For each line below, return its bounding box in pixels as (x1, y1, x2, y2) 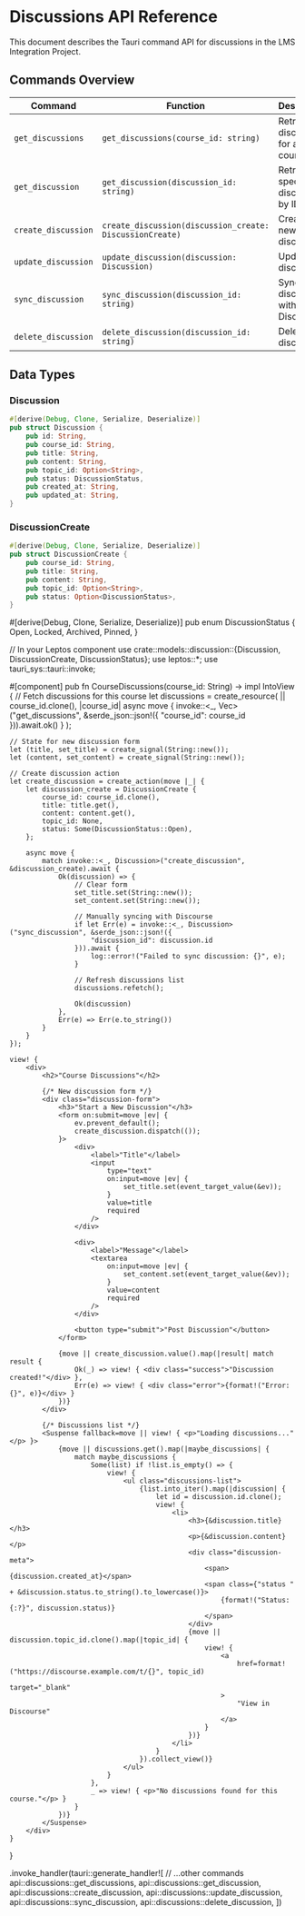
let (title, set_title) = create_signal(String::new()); (9, 745, 230, 755)
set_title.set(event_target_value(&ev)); (123, 1183, 282, 1192)
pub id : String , (25, 432, 88, 442)
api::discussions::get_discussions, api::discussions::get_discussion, (9, 1878, 261, 1889)
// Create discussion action (9, 769, 120, 779)
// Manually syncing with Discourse (74, 912, 213, 921)
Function (166, 99, 206, 112)
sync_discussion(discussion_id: (102, 289, 242, 300)
